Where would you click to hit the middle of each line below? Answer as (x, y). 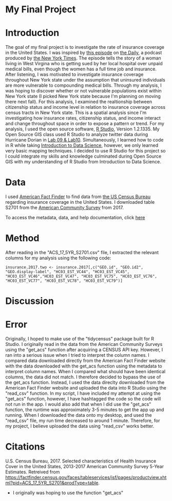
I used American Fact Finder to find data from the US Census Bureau (78, 197)
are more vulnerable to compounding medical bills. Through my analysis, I (83, 85)
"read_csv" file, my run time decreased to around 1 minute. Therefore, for (83, 421)
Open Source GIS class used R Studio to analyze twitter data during (77, 134)
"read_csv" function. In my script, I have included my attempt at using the (83, 393)
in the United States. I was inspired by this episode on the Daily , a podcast (84, 53)
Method (22, 238)
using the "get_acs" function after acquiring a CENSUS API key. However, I (84, 350)
